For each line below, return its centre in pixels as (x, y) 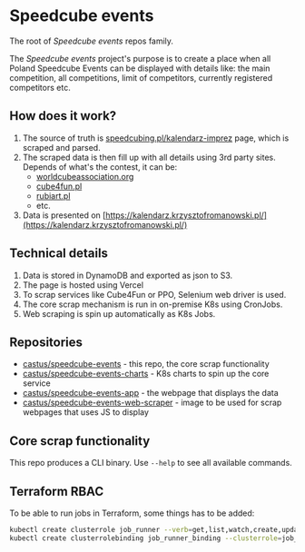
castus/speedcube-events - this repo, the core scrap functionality (146, 364)
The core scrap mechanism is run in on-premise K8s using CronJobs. (152, 304)
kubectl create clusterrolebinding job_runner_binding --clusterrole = (146, 538)
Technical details (59, 254)
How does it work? (63, 116)
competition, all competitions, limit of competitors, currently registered (141, 77)
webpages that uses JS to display (86, 412)
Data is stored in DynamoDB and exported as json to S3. (128, 275)
